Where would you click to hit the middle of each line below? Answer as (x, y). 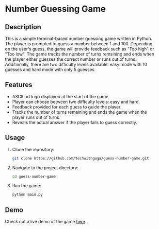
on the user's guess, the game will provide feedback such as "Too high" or (79, 49)
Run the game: (27, 186)
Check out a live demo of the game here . (46, 222)
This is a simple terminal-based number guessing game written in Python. (79, 38)
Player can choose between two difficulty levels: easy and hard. (76, 102)
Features (19, 85)
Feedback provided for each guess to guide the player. (67, 107)
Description (23, 27)
